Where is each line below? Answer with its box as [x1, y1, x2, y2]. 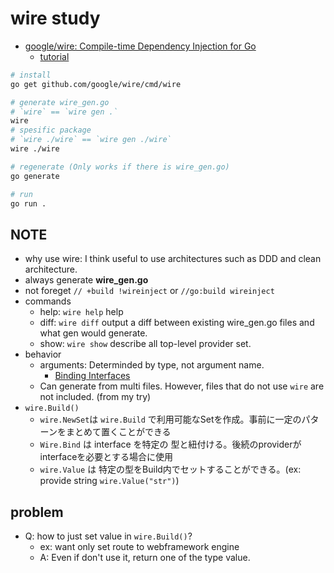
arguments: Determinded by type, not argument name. [39, 359, 265, 371]
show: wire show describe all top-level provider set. [39, 338, 252, 350]
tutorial [39, 50, 70, 62]
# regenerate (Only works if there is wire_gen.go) [10, 162, 230, 172]
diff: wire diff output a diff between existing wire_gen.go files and [39, 317, 315, 329]
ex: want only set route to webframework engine [39, 541, 240, 553]
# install [10, 70, 52, 80]
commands [24, 295, 72, 307]
